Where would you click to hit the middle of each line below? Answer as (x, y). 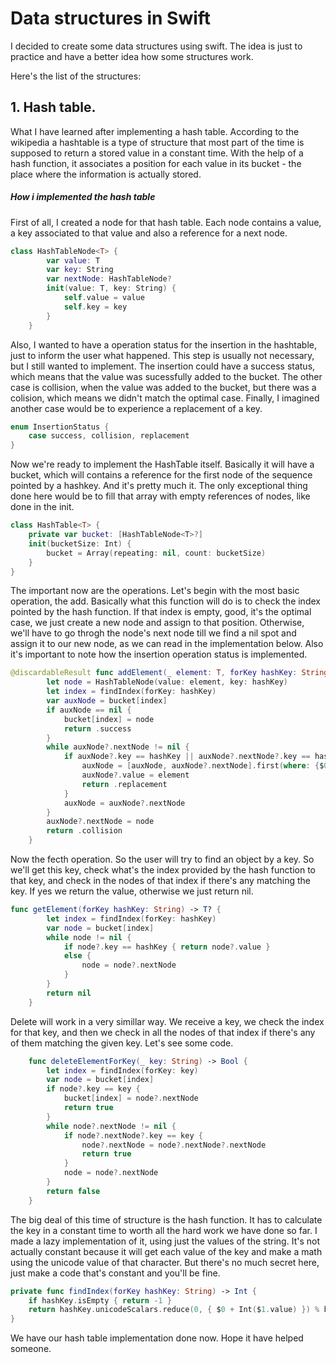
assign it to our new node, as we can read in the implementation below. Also (167, 644)
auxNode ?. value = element (135, 775)
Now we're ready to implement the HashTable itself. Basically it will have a (162, 464)
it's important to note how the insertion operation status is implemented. (159, 654)
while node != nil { (89, 937)
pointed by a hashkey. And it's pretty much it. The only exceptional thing (159, 486)
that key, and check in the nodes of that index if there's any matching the (160, 881)
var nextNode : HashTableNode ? (109, 279)
